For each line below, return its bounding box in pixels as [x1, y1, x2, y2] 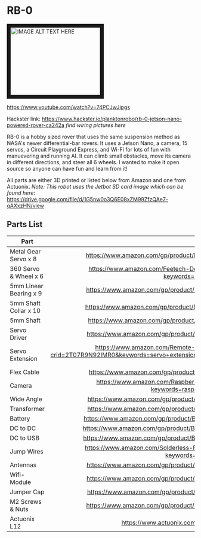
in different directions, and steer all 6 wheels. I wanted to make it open [7, 158, 180, 165]
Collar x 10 [10, 306, 41, 315]
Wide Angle [10, 395, 42, 403]
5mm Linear [10, 282, 44, 290]
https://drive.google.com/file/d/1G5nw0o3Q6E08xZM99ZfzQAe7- [7, 195, 169, 202]
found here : [7, 189, 35, 197]
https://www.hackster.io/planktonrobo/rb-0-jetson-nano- [41, 115, 183, 122]
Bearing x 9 [10, 289, 42, 297]
